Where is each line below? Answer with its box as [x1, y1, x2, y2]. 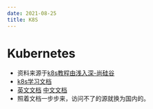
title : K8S [7, 16, 38, 23]
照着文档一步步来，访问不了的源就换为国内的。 [16, 95, 150, 103]
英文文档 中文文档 [16, 86, 67, 94]
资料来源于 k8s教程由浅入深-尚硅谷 [16, 69, 115, 77]
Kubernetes [7, 46, 76, 61]
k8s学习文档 [16, 78, 52, 86]
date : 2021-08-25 [7, 10, 57, 17]
